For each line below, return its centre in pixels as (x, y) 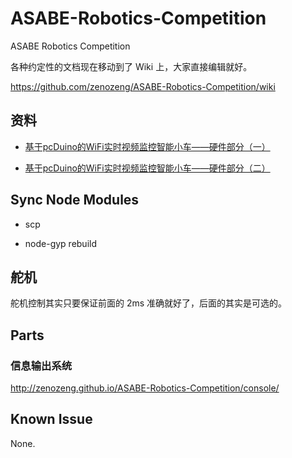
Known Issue (51, 419)
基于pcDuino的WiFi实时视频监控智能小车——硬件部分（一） (147, 146)
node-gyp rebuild (61, 243)
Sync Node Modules (75, 200)
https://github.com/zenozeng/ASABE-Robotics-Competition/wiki (143, 86)
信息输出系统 (41, 365)
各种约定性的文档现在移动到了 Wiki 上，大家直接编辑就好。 (131, 66)
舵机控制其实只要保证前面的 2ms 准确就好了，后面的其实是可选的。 (149, 303)
